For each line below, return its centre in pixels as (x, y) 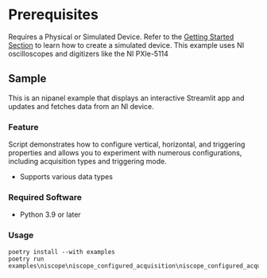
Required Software (45, 197)
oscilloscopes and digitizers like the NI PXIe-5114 (89, 53)
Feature (23, 127)
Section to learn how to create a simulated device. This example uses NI (126, 45)
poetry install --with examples (62, 252)
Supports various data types (66, 177)
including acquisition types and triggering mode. (87, 162)
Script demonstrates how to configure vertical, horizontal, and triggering (127, 144)
